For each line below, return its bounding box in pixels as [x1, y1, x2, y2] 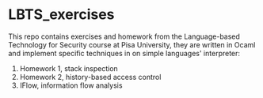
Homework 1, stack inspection [19, 63, 119, 73]
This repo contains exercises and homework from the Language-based [8, 32, 240, 41]
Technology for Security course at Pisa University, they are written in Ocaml [8, 40, 256, 49]
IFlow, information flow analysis [19, 81, 123, 90]
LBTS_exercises [8, 6, 115, 24]
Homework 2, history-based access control [19, 72, 162, 81]
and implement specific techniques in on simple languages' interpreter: [8, 48, 240, 58]
